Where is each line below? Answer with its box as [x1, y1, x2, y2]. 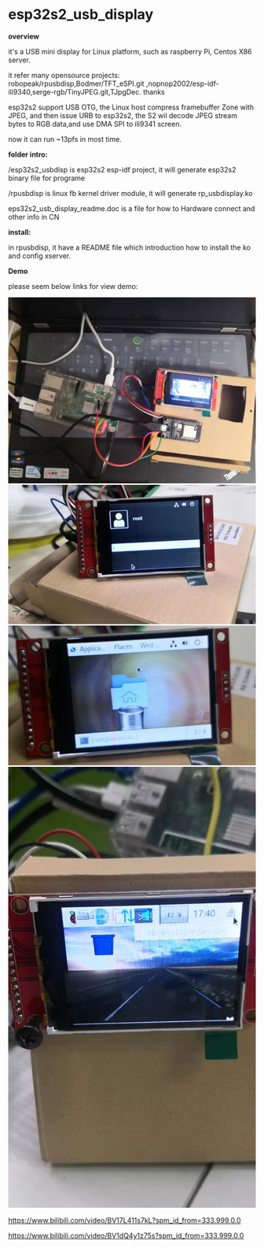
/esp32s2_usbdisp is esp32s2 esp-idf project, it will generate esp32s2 [8, 165, 236, 174]
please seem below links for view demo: [8, 281, 138, 291]
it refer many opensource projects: [8, 70, 120, 80]
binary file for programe [8, 173, 85, 183]
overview [8, 31, 39, 41]
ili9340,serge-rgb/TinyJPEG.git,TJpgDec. [8, 87, 141, 96]
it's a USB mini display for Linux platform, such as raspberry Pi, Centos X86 [8, 46, 253, 56]
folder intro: [8, 150, 49, 159]
